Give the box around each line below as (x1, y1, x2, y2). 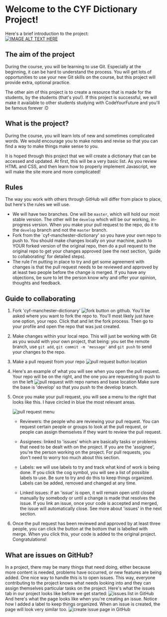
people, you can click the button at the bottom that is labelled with (12, 526, 148, 532)
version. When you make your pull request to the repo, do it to (32, 222, 159, 228)
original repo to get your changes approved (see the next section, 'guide (12, 248, 161, 254)
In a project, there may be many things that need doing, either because (5, 564, 151, 570)
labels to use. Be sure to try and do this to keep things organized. (19, 475, 153, 481)
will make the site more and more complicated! (5, 168, 101, 175)
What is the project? (5, 120, 69, 128)
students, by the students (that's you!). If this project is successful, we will (5, 94, 158, 100)
